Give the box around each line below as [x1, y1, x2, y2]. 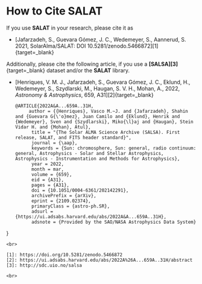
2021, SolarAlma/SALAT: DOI [14, 42, 86, 49]
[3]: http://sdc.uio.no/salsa [6, 262, 83, 268]
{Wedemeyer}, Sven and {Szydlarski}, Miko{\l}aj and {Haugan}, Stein [14, 119, 194, 125]
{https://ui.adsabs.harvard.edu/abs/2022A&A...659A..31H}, [14, 213, 167, 219]
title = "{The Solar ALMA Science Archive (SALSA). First [31, 129, 180, 135]
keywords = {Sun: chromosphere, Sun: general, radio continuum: [31, 145, 197, 151]
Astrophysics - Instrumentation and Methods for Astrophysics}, [14, 156, 180, 162]
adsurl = [31, 208, 54, 215]
